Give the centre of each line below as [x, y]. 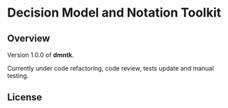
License [25, 97]
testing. [18, 75]
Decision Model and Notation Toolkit [114, 13]
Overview [29, 38]
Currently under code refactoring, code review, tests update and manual [111, 68]
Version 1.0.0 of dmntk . [41, 55]
